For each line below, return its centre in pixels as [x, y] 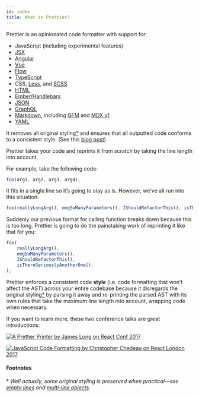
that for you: [21, 232]
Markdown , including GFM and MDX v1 [62, 115]
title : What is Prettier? [38, 17]
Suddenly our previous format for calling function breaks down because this [99, 219]
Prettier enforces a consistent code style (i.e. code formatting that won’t [94, 282]
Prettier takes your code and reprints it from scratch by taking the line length [99, 151]
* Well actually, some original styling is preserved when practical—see [92, 381]
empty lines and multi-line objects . [48, 387]
